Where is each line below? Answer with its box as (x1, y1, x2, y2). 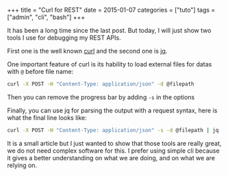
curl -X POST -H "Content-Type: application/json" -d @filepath (7, 81, 194, 88)
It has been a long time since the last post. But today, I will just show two (7, 27, 212, 34)
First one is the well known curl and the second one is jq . (7, 47, 168, 55)
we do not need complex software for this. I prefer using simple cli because (7, 147, 220, 155)
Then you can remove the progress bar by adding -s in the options (7, 92, 195, 101)
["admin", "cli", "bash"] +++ (7, 13, 86, 21)
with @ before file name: (7, 68, 74, 75)
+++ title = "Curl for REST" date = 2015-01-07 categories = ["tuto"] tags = (7, 6, 216, 14)
